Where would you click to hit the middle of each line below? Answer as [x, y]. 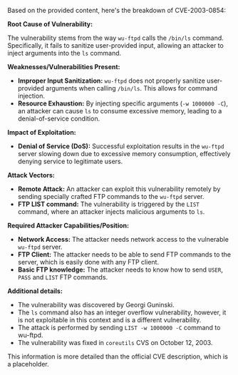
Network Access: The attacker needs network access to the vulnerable [123, 239]
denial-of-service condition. [59, 118]
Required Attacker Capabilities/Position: [68, 225]
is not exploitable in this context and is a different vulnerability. [109, 320]
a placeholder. [29, 364]
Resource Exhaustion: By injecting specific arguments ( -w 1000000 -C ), [123, 103]
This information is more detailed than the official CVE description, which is [118, 356]
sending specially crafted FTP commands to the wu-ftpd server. [111, 196]
